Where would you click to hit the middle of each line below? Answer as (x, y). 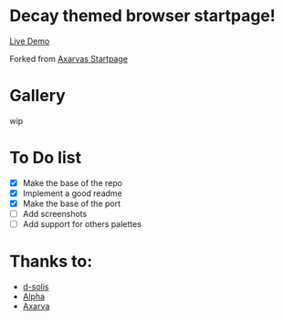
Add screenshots (55, 214)
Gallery (37, 96)
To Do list (46, 158)
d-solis (36, 287)
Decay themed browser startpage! (142, 16)
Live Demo (30, 41)
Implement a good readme (73, 193)
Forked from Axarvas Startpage (68, 58)
